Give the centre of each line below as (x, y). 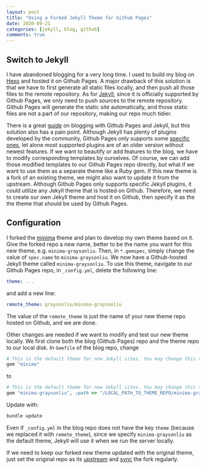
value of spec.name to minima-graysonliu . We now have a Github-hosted (97, 257)
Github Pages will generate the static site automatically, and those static (97, 107)
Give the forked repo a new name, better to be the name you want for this (99, 244)
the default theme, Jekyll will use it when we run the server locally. (90, 440)
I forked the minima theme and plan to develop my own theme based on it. (100, 237)
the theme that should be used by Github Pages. (67, 204)
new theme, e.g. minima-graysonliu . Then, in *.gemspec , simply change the (101, 250)
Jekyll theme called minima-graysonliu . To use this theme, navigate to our (99, 264)
